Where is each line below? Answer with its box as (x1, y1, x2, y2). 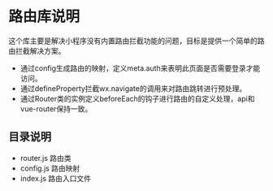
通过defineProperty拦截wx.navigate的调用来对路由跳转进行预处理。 (19, 83, 247, 93)
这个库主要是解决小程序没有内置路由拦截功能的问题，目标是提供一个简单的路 (8, 36, 265, 46)
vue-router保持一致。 (19, 103, 93, 114)
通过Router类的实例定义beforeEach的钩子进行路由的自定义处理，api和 (19, 93, 255, 103)
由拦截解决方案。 (8, 46, 66, 55)
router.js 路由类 (19, 153, 71, 163)
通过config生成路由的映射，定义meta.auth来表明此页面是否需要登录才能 (19, 63, 261, 73)
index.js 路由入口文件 (19, 173, 92, 183)
